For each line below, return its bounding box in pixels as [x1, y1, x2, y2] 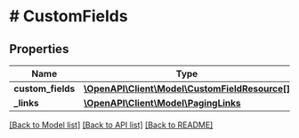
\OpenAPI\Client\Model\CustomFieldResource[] [83, 82, 291, 95]
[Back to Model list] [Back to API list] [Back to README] [9, 119, 214, 130]
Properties [9, 42, 69, 57]
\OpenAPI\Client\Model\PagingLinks [83, 97, 242, 109]
